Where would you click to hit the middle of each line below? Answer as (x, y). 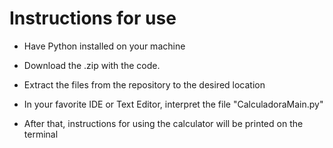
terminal (41, 134)
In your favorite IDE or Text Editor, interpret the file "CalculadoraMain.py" (173, 104)
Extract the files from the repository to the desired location (144, 84)
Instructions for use (93, 18)
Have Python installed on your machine (104, 46)
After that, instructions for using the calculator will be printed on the (163, 123)
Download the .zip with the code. (92, 65)
